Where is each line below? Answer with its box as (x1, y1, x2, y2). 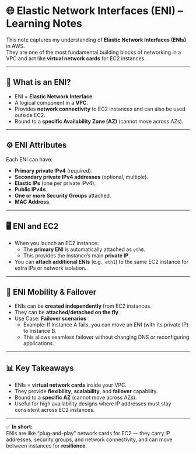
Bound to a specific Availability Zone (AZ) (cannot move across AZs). (14, 118, 184, 125)
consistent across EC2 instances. (14, 407, 95, 413)
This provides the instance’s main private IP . (23, 252, 130, 259)
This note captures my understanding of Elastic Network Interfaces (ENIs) (6, 36, 187, 43)
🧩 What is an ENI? (6, 77, 71, 87)
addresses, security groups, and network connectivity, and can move (6, 436, 173, 443)
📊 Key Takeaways (6, 363, 74, 373)
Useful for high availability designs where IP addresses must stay (14, 400, 171, 407)
